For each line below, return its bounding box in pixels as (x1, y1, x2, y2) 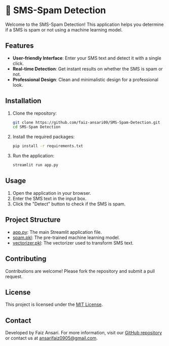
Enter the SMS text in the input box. (12, 195, 87, 201)
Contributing (5, 255, 47, 263)
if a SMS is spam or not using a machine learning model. (5, 26, 123, 32)
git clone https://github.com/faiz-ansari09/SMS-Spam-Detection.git (12, 120, 160, 125)
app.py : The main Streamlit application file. (12, 229, 102, 235)
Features (5, 42, 34, 50)
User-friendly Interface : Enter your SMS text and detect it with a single (12, 55, 161, 61)
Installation (5, 96, 41, 106)
